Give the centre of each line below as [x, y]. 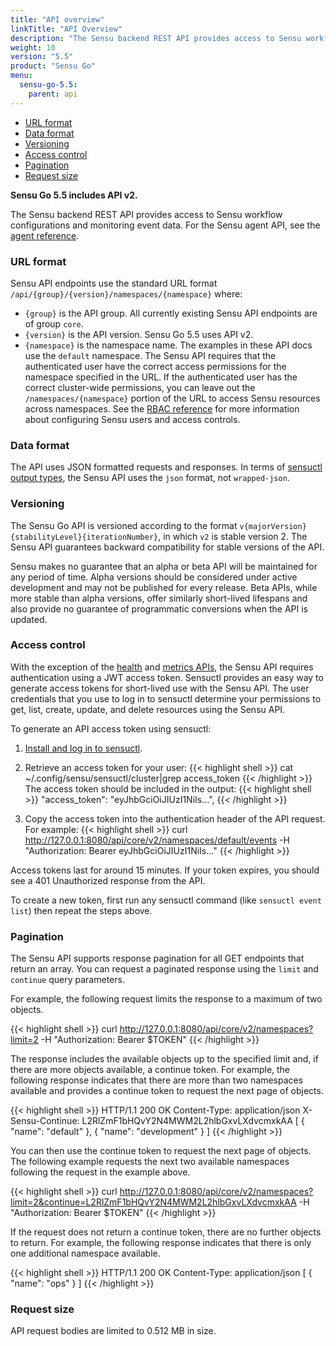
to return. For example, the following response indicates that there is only [161, 1243]
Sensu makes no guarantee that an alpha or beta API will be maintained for [164, 566]
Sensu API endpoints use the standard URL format [114, 283]
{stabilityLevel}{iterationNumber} [84, 537]
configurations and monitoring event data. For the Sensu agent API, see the [165, 225]
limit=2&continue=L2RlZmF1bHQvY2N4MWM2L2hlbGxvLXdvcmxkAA [153, 1202]
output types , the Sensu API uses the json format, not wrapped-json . [150, 478]
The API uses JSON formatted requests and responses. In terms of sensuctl [166, 467]
